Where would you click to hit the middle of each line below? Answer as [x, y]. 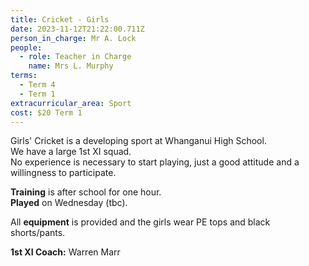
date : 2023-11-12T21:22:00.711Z [77, 29]
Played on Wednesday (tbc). [69, 203]
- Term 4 [37, 85]
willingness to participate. [63, 173]
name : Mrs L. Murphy [71, 66]
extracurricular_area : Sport [71, 103]
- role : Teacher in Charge [75, 57]
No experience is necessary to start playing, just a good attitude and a [155, 162]
